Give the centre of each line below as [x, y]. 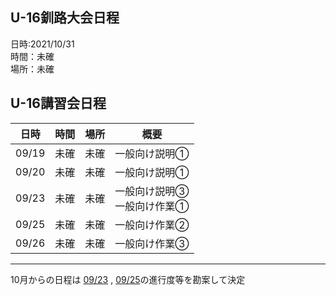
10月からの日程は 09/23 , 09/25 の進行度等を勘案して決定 [128, 279]
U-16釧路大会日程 [65, 18]
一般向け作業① [152, 206]
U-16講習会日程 [58, 103]
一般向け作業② [152, 225]
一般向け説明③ [152, 191]
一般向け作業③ [152, 243]
